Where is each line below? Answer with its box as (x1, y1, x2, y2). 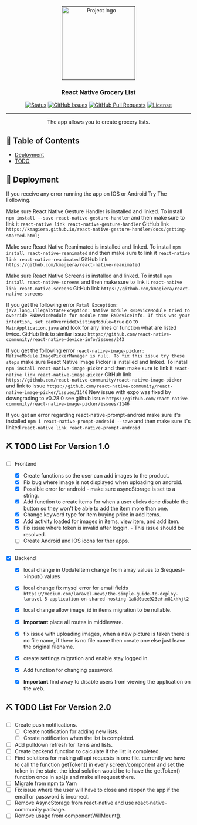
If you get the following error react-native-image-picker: (6, 347, 145, 354)
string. (23, 492, 39, 499)
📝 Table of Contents (6, 135, 80, 145)
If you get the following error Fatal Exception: (6, 301, 118, 308)
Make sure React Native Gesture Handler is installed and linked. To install (6, 207, 183, 215)
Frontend (14, 460, 37, 467)
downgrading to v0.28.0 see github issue (6, 395, 106, 402)
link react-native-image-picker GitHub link (24, 370, 132, 377)
